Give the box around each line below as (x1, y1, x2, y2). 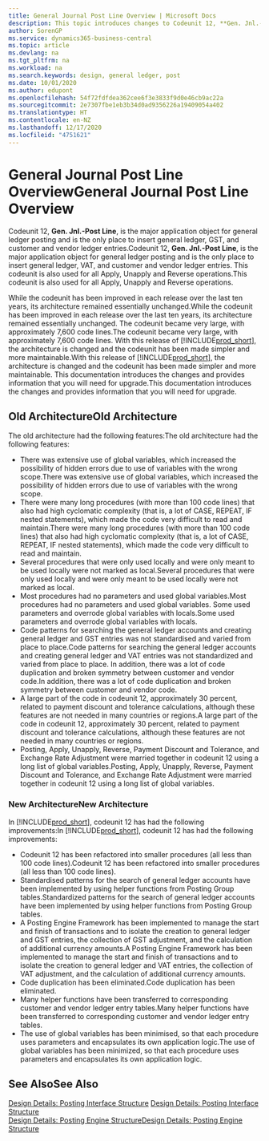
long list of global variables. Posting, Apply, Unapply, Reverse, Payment (19, 762, 254, 771)
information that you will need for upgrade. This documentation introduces (8, 378, 252, 387)
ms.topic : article (8, 42, 70, 50)
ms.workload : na (8, 64, 62, 72)
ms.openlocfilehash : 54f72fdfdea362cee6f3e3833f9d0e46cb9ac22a (8, 94, 224, 102)
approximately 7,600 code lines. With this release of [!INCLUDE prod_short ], (8, 335, 257, 345)
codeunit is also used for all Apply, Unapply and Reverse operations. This (8, 269, 247, 278)
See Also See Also (8, 1078, 98, 1091)
